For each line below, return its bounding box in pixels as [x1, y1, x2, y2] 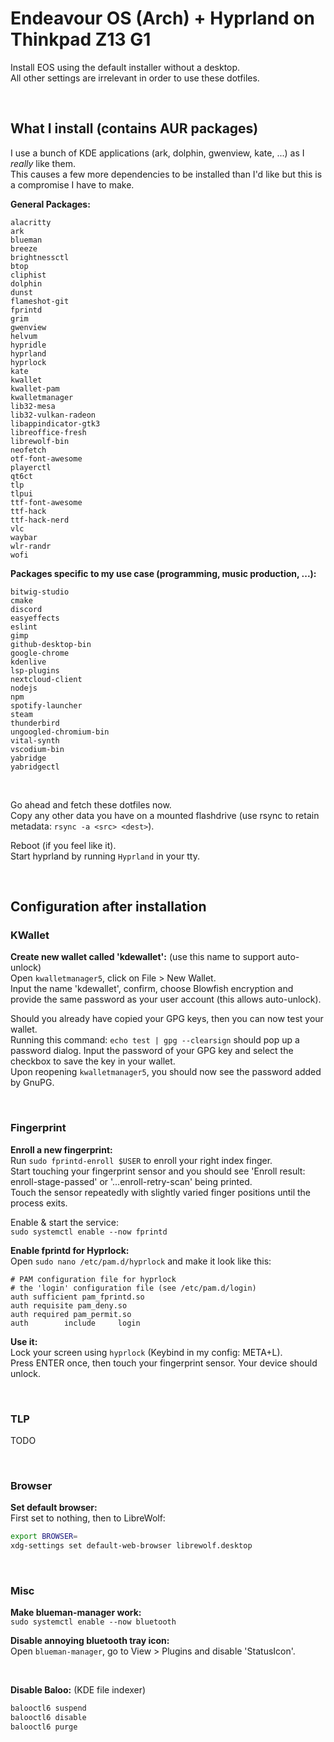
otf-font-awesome [10, 453, 83, 464]
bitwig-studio [10, 587, 70, 597]
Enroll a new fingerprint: [10, 1143, 113, 1156]
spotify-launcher [10, 700, 83, 711]
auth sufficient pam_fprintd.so [10, 1292, 145, 1302]
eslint [10, 622, 38, 632]
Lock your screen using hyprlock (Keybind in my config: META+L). [10, 1346, 283, 1358]
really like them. [10, 157, 76, 169]
